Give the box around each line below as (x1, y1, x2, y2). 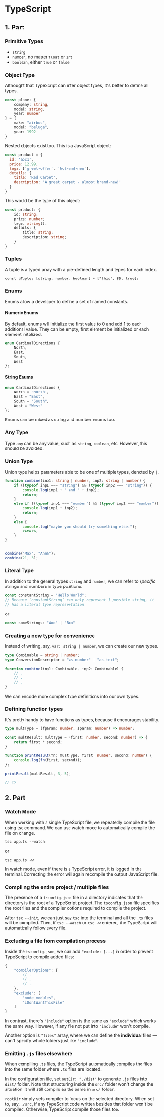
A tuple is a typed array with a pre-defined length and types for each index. (5, 267, 158, 273)
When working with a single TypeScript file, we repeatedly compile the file (5, 819, 155, 825)
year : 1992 (14, 129, 36, 135)
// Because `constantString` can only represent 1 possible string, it (5, 598, 154, 603)
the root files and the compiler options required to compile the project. (5, 905, 147, 911)
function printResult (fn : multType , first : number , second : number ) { (5, 753, 152, 758)
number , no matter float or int (12, 54, 73, 60)
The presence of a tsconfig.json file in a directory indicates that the (5, 895, 143, 901)
